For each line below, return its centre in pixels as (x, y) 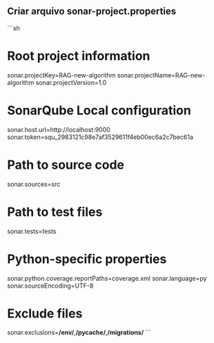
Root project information (79, 56)
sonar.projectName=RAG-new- (161, 75)
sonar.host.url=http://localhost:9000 (59, 129)
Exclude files (45, 313)
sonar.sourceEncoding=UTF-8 (50, 286)
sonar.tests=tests (32, 231)
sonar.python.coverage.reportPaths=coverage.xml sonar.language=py (107, 278)
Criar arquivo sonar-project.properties (92, 11)
